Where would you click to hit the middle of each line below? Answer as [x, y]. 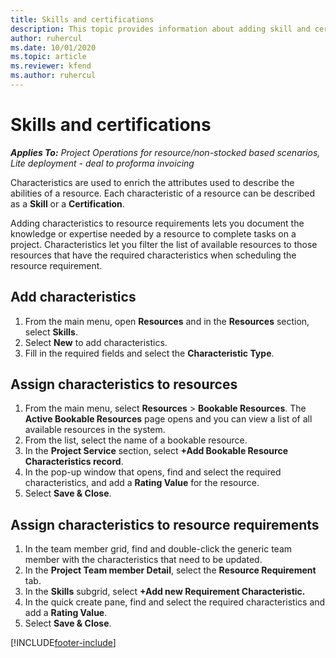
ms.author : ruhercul [53, 76]
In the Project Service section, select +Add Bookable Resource [156, 451]
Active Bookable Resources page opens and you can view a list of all [168, 419]
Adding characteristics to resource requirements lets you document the [157, 223]
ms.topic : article [48, 57]
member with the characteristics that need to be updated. [143, 560]
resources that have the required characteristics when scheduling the [153, 255]
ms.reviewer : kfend [51, 66]
